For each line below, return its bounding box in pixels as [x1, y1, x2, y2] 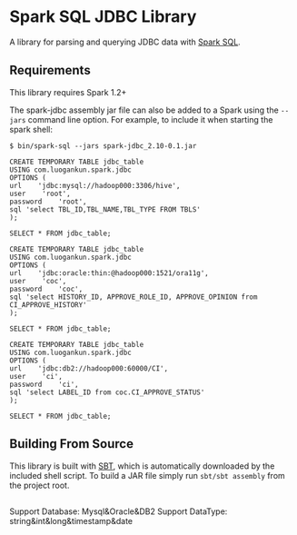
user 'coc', [9, 276, 67, 285]
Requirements [9, 63, 91, 78]
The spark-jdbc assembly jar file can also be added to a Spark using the [9, 104, 279, 115]
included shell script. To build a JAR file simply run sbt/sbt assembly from [9, 470, 286, 481]
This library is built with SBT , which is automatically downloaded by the [9, 461, 275, 471]
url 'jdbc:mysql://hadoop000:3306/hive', [9, 181, 181, 190]
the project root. [9, 480, 70, 490]
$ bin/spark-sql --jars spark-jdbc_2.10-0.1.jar [9, 141, 197, 151]
